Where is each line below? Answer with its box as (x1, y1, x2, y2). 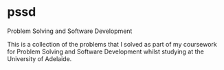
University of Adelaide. (7, 54, 72, 62)
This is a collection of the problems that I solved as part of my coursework (7, 40, 218, 48)
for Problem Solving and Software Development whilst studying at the (7, 47, 205, 56)
